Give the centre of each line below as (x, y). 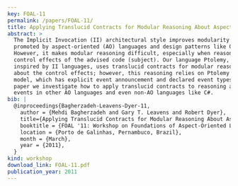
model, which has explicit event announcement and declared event (114, 80)
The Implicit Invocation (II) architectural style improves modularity (122, 40)
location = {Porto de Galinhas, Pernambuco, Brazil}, (101, 132)
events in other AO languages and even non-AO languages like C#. (114, 93)
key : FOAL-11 (27, 14)
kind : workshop (30, 159)
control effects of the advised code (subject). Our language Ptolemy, (122, 60)
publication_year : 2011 (42, 172)
